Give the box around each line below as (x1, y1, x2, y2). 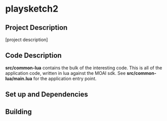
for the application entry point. (33, 75, 97, 82)
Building (5, 107, 32, 116)
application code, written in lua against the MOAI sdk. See (5, 70, 126, 76)
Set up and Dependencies (5, 90, 89, 99)
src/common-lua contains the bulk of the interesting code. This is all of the (5, 64, 162, 71)
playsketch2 (5, 3, 59, 15)
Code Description (5, 51, 62, 60)
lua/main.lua (5, 75, 32, 82)
